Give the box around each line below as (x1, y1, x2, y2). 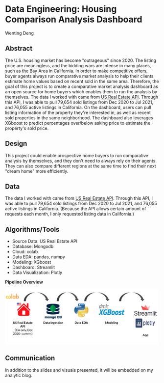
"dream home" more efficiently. (5, 168, 69, 174)
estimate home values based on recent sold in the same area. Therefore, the (5, 78, 159, 84)
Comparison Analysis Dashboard (5, 14, 142, 25)
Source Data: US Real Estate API (12, 238, 77, 244)
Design (5, 139, 27, 148)
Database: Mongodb (12, 244, 54, 249)
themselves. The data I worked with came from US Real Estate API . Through (5, 94, 159, 100)
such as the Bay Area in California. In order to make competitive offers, (5, 68, 148, 74)
